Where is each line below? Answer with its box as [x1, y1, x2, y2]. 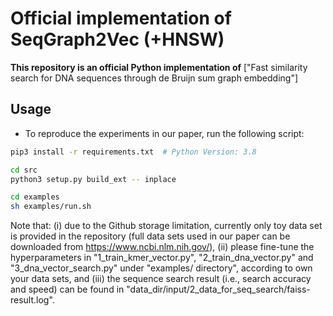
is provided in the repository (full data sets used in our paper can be [10, 230, 291, 242]
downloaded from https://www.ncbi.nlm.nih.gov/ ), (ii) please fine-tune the [10, 241, 315, 253]
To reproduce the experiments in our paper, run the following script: [24, 127, 305, 139]
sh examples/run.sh [10, 202, 92, 212]
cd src [10, 165, 38, 175]
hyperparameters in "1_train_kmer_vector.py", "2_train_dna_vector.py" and [10, 252, 314, 264]
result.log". [10, 294, 55, 306]
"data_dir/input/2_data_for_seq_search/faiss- [126, 283, 311, 296]
